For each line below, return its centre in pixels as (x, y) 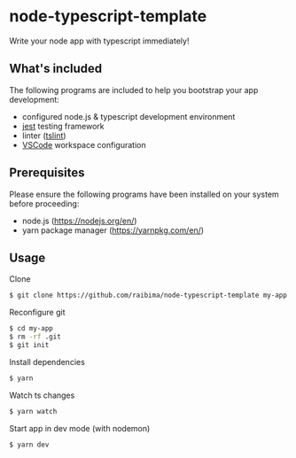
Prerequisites (47, 173)
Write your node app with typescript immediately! (99, 41)
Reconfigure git (37, 313)
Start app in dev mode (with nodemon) (80, 428)
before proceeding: (44, 203)
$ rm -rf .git (35, 337)
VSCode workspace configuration (84, 144)
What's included (56, 69)
